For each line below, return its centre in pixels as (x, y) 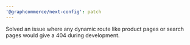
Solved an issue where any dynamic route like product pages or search (95, 29)
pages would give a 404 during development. (63, 35)
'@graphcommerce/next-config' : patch (54, 12)
